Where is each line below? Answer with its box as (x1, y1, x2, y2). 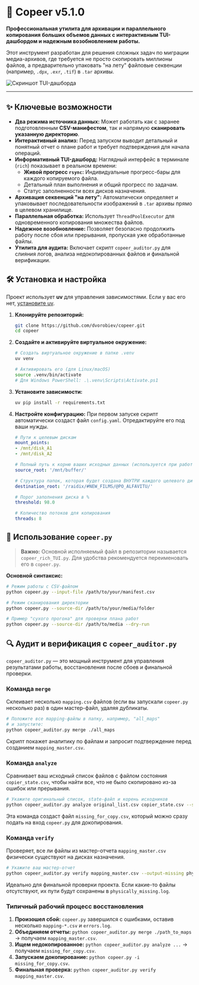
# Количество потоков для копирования (14, 510, 111, 517)
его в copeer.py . (20, 560, 61, 568)
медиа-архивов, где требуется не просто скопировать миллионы (6, 55, 173, 62)
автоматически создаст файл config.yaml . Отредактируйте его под (14, 416, 185, 423)
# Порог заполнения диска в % (14, 494, 90, 500)
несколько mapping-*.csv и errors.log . (14, 922, 112, 929)
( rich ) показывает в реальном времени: (14, 162, 117, 169)
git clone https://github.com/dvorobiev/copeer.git (14, 323, 145, 329)
